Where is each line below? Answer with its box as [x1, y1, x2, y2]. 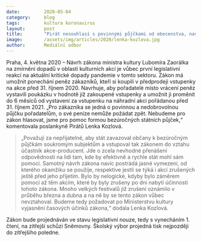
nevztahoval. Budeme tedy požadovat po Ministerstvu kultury [20, 198, 174, 205]
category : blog [6, 14, 55, 20]
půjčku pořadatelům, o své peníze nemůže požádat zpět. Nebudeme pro [6, 109, 186, 117]
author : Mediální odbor [6, 43, 82, 49]
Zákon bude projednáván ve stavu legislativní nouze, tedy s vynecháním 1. [6, 216, 191, 223]
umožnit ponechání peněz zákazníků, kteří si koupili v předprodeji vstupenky [6, 77, 196, 85]
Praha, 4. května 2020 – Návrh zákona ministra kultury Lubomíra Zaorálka [6, 58, 189, 66]
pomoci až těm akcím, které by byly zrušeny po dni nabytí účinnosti [20, 178, 188, 186]
